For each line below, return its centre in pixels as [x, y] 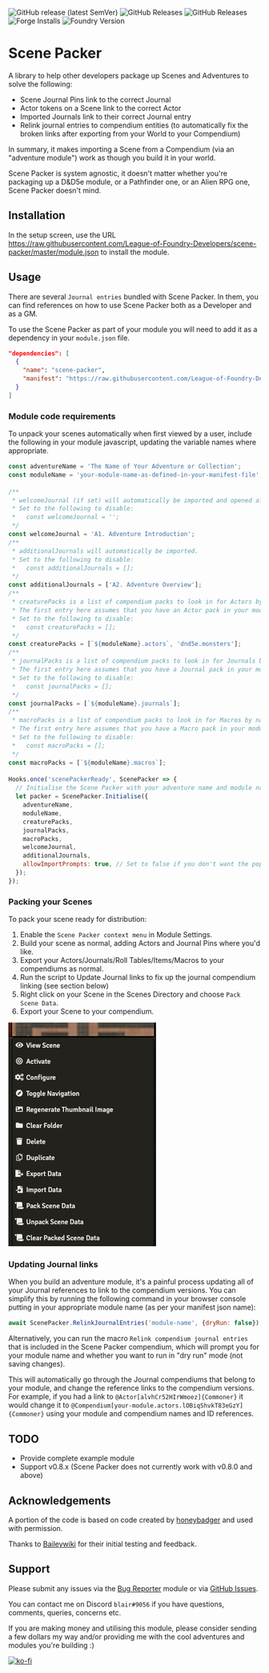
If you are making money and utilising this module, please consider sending [133, 1628]
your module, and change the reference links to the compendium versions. [131, 1388]
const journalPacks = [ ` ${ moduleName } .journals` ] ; [94, 703]
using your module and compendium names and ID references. [150, 1414]
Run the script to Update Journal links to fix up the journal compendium [138, 977]
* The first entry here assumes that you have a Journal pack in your [132, 670]
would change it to [39, 1405]
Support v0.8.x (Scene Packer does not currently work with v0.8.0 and [136, 1467]
